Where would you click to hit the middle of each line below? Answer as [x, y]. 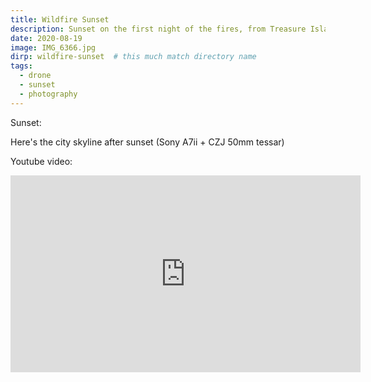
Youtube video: [41, 161]
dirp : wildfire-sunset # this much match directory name [133, 57]
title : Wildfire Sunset [60, 19]
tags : [21, 66]
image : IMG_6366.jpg [53, 47]
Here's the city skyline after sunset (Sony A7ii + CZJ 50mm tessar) [147, 142]
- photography [48, 94]
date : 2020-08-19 [46, 38]
